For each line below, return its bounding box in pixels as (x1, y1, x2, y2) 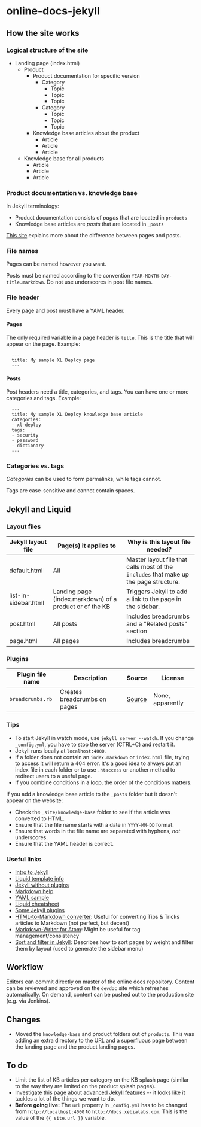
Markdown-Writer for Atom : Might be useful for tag (14, 926, 141, 933)
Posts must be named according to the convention (6, 272, 130, 279)
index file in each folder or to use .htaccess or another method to (14, 766, 175, 773)
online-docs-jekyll (6, 4, 100, 18)
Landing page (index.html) (14, 59, 80, 66)
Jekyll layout (10, 538, 47, 546)
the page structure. (126, 578, 181, 586)
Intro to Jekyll (14, 869, 49, 876)
